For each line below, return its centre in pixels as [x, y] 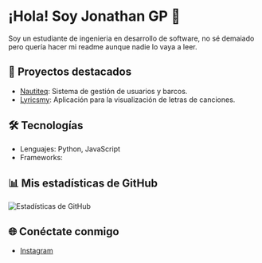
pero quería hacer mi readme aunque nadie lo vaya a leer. [103, 46]
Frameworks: [41, 157]
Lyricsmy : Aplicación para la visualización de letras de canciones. [127, 100]
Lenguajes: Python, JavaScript [70, 149]
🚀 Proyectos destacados [70, 72]
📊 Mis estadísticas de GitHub [83, 183]
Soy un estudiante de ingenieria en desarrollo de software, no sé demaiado [131, 38]
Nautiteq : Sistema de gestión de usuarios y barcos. [104, 91]
